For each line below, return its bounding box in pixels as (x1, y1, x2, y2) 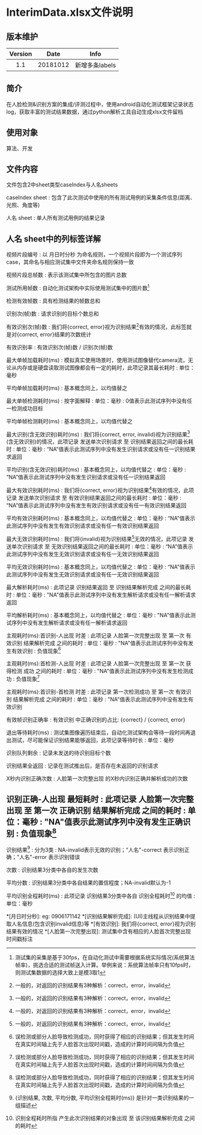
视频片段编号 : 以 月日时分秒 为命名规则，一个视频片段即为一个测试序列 (6, 251, 182, 258)
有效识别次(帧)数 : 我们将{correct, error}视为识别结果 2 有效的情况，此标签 (6, 322, 187, 330)
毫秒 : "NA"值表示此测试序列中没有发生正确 (22, 817, 183, 827)
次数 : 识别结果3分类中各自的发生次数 (6, 866, 99, 874)
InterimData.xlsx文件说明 (6, 5, 133, 19)
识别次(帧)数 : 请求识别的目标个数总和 (6, 310, 99, 317)
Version (9, 50, 32, 58)
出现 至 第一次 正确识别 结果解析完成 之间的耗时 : (6, 805, 186, 816)
